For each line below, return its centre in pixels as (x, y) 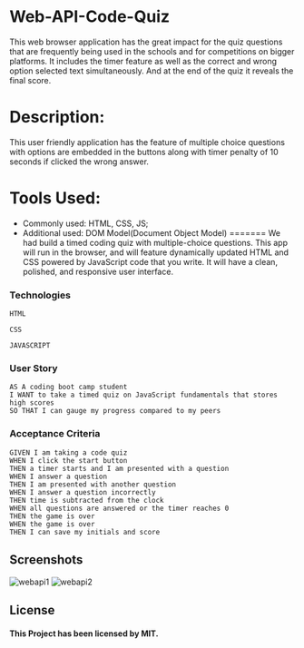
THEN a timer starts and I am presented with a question (119, 468)
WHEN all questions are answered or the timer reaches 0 (119, 508)
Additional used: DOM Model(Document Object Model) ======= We (152, 232)
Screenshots (46, 560)
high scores (32, 403)
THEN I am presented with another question (93, 484)
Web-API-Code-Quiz (90, 17)
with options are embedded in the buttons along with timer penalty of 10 (144, 152)
